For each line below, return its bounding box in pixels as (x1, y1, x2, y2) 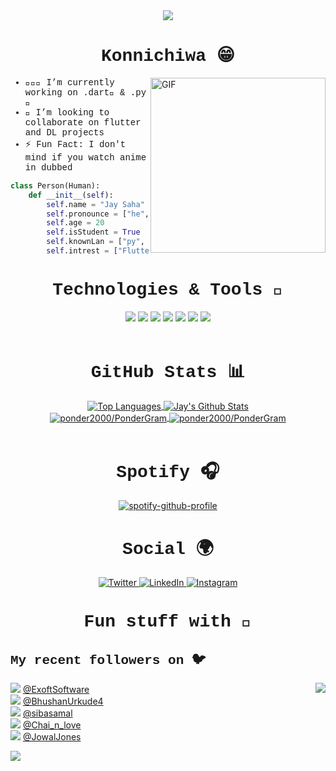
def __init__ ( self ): (28, 190, 114, 200)
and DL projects (24, 127, 105, 138)
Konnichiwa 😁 (100, 46, 236, 67)
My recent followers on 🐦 (10, 652, 207, 668)
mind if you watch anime (24, 152, 147, 163)
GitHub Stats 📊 (90, 362, 246, 383)
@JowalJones (22, 731, 82, 743)
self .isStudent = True (46, 227, 141, 238)
